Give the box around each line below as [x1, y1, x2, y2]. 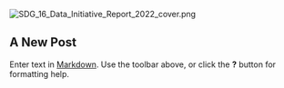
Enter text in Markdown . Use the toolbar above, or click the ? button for [9, 59, 276, 70]
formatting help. [9, 68, 70, 79]
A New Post [9, 34, 77, 50]
